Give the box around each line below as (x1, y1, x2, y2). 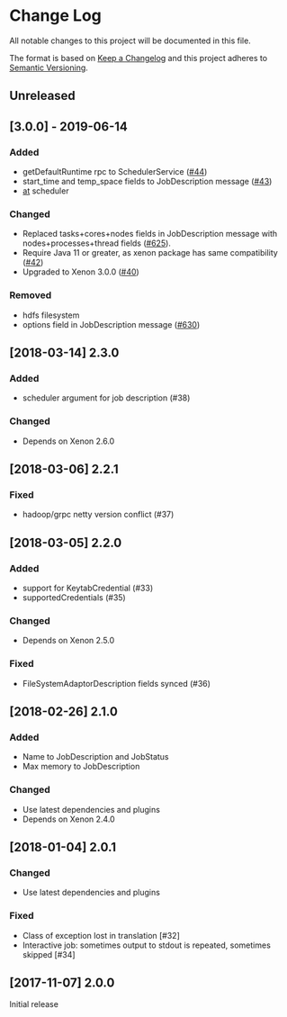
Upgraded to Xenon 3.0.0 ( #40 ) (22, 266, 139, 277)
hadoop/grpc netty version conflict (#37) (22, 509, 175, 520)
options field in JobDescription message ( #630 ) (22, 319, 201, 329)
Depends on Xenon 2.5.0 (22, 635, 115, 646)
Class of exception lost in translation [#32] (22, 930, 180, 940)
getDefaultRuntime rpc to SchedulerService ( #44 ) (22, 166, 208, 177)
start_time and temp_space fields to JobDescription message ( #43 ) (22, 176, 273, 187)
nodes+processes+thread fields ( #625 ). (22, 238, 171, 248)
